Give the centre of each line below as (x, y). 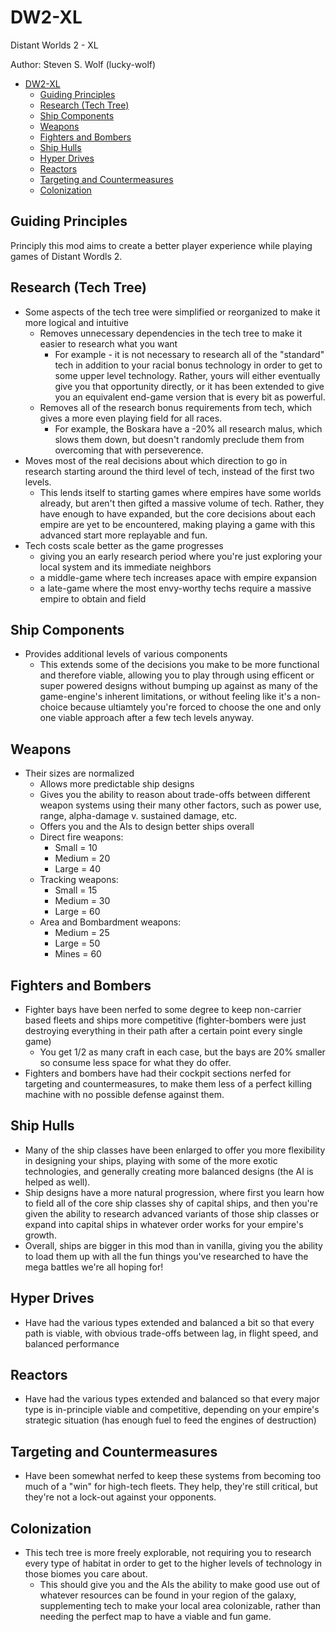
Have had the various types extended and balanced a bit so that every (169, 1322)
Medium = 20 (82, 858)
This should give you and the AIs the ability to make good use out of (180, 1585)
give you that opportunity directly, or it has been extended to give (189, 386)
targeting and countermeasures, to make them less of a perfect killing (168, 1084)
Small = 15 (76, 890)
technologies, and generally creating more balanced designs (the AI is (169, 1171)
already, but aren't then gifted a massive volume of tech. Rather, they (182, 503)
